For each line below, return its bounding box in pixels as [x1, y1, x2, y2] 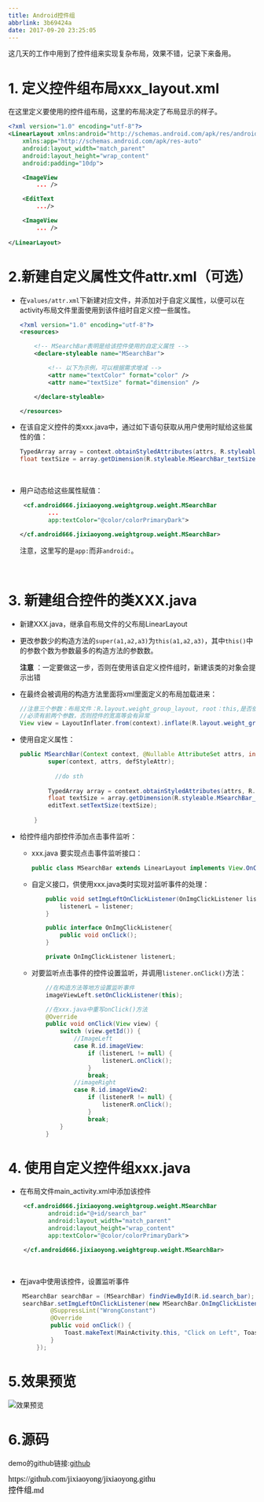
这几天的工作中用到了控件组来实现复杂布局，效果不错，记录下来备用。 [8, 49, 236, 58]
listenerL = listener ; [59, 902, 134, 911]
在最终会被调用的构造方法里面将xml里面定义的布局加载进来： [19, 689, 218, 699]
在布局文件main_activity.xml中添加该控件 [19, 1187, 152, 1196]
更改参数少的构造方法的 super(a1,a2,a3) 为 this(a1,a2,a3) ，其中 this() [19, 635, 247, 645]
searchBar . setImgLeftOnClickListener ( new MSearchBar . [22, 1299, 202, 1307]
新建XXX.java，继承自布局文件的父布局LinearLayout [19, 619, 188, 628]
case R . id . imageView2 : [73, 1086, 148, 1094]
